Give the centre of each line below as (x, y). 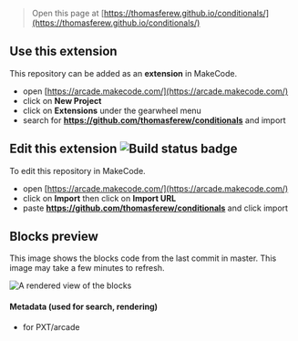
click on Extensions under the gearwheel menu (112, 110)
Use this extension (63, 52)
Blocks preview (54, 237)
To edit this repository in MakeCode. (77, 170)
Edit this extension (63, 149)
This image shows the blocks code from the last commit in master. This (143, 258)
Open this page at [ (68, 13)
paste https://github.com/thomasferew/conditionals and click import (155, 208)
